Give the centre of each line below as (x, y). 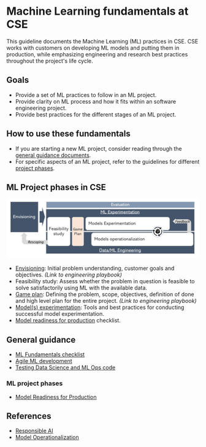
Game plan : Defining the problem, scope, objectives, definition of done (105, 294)
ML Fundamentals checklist (50, 354)
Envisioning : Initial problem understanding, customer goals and (95, 269)
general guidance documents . (53, 155)
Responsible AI (34, 431)
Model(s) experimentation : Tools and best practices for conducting (100, 307)
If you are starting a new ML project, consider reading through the (98, 148)
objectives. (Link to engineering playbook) (69, 275)
